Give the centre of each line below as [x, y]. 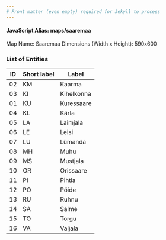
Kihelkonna [76, 94]
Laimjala [72, 123]
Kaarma [71, 85]
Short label [39, 74]
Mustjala [72, 161]
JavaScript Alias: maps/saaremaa [49, 31]
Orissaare [74, 171]
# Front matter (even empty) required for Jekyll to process [83, 12]
